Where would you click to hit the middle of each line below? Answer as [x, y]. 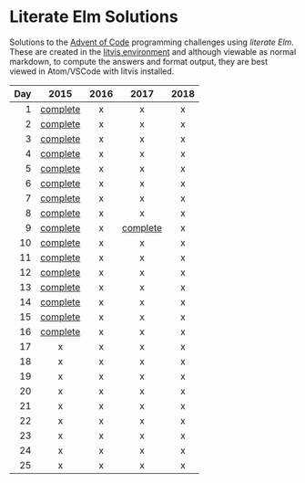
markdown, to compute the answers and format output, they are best [139, 61]
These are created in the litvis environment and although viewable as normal [153, 51]
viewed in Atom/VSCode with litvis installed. [92, 71]
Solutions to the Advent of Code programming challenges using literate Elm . [152, 42]
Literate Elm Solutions [94, 17]
